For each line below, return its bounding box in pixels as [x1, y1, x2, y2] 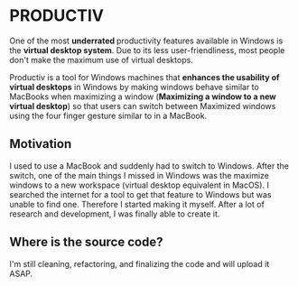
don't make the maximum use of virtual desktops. [9, 54, 194, 65]
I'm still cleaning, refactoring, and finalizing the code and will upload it [9, 258, 270, 269]
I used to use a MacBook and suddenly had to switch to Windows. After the [9, 160, 289, 171]
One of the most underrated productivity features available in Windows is [9, 35, 284, 46]
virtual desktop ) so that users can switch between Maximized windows [9, 100, 276, 111]
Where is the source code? [9, 235, 163, 250]
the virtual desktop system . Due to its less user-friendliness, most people [9, 44, 285, 55]
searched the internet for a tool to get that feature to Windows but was [9, 189, 272, 199]
